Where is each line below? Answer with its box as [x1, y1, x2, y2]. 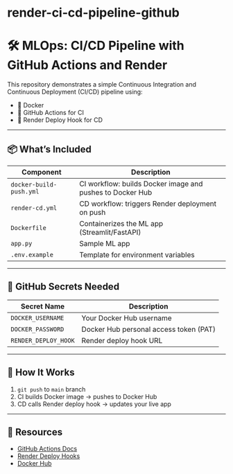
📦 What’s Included [7, 143, 92, 155]
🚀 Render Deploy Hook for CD [17, 116, 103, 124]
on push [79, 207, 106, 217]
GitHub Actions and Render [7, 58, 168, 73]
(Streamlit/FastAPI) [79, 227, 141, 237]
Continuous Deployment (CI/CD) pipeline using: [7, 88, 144, 96]
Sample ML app [79, 238, 130, 248]
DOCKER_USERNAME [10, 314, 64, 322]
